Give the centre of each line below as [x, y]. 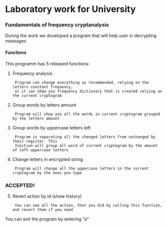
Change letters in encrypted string [48, 159]
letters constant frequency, [43, 87]
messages [16, 41]
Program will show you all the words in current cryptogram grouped [87, 114]
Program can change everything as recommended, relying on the [82, 82]
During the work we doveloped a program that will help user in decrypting [81, 35]
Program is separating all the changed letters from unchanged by [85, 137]
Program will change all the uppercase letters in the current [82, 168]
